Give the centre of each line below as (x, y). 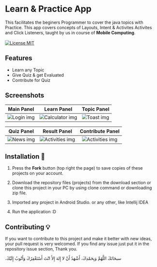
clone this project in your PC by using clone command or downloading (82, 188)
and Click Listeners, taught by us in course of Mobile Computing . (70, 32)
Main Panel (21, 109)
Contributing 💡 (28, 227)
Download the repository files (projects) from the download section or (81, 183)
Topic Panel (96, 109)
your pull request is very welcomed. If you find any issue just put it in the (77, 244)
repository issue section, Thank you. (41, 249)
